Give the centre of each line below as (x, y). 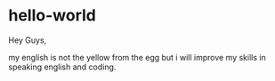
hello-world (53, 16)
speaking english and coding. (62, 67)
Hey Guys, (28, 40)
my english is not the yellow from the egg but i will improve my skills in (137, 57)
